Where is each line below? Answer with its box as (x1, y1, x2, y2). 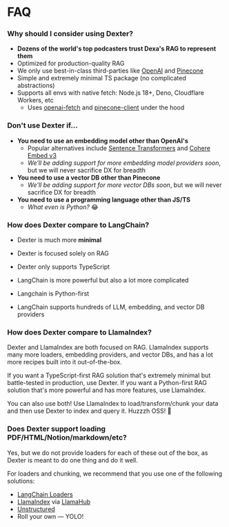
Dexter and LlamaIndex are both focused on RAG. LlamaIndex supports (7, 343, 209, 352)
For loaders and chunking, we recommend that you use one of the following (7, 469, 223, 478)
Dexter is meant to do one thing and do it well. (7, 456, 138, 464)
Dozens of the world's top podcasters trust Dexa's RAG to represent (17, 44, 217, 53)
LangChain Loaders (17, 490, 74, 499)
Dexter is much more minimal (17, 236, 102, 244)
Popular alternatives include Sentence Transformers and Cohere (27, 143, 210, 152)
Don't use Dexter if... (7, 120, 78, 130)
